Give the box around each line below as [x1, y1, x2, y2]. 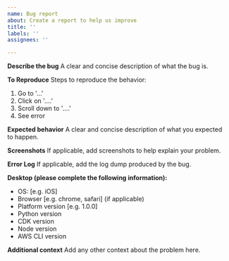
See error [17, 112, 46, 120]
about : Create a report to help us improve [7, 17, 137, 24]
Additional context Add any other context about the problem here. [7, 246, 201, 254]
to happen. [7, 133, 39, 141]
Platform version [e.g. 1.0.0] [17, 202, 98, 211]
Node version [17, 224, 57, 233]
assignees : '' [7, 37, 49, 44]
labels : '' [7, 30, 39, 37]
